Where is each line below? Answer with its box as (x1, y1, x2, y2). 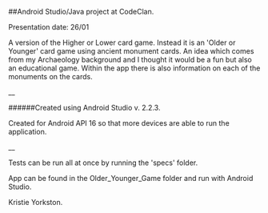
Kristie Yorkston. (8, 198, 63, 207)
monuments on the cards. (8, 72, 94, 81)
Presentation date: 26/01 (8, 22, 90, 31)
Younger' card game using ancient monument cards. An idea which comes (8, 46, 254, 55)
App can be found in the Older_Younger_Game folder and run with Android (8, 174, 254, 183)
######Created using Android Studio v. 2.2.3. (8, 103, 161, 112)
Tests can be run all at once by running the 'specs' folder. (8, 158, 198, 167)
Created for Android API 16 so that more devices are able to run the (8, 119, 230, 127)
